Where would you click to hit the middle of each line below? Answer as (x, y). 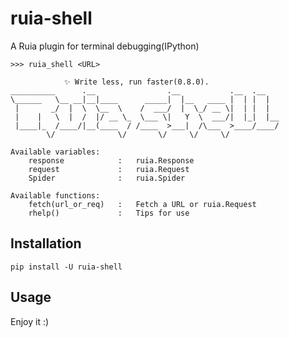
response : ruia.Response (111, 160)
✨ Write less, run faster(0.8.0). (136, 82)
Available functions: (55, 195)
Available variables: (55, 152)
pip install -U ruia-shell (66, 267)
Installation (46, 243)
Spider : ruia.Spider (107, 178)
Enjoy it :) (30, 321)
